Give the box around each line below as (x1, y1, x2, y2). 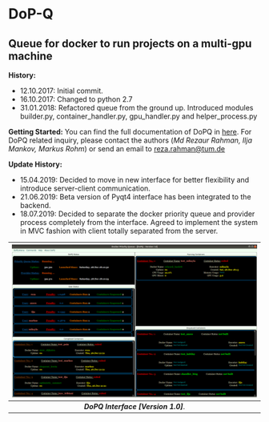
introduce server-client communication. (19, 183, 151, 193)
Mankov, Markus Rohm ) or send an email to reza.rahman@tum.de (8, 144, 226, 153)
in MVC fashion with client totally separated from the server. (19, 226, 219, 235)
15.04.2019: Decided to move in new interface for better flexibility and (19, 175, 250, 184)
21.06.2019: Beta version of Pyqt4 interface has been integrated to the (19, 192, 251, 201)
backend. (19, 201, 51, 210)
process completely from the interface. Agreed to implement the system (19, 218, 259, 227)
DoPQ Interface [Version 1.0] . (83, 402, 186, 411)
